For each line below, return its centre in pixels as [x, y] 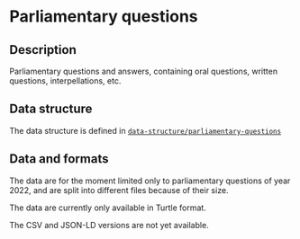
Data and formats [59, 159]
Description [43, 50]
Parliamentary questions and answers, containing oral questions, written [143, 71]
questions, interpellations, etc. [65, 81]
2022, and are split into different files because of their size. [119, 190]
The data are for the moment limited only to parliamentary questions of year [150, 181]
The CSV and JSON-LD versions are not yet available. [109, 225]
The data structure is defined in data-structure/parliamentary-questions [145, 130]
